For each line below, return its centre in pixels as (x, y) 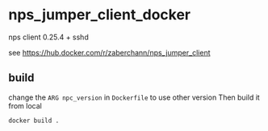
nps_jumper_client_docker (100, 15)
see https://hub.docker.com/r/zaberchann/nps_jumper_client (109, 52)
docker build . (34, 121)
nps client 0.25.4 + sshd (48, 37)
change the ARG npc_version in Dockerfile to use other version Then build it (134, 97)
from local (25, 105)
